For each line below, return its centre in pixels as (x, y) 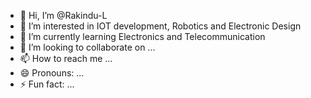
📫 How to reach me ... (66, 58)
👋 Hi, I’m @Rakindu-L (63, 15)
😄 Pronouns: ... (52, 73)
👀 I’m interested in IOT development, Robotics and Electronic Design (160, 26)
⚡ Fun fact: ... (47, 84)
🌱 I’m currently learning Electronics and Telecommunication (142, 36)
